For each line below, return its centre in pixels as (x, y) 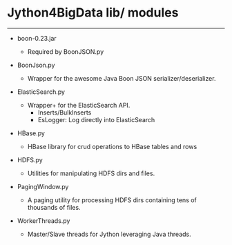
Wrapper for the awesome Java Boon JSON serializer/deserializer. (122, 78)
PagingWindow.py (43, 186)
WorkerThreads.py (43, 220)
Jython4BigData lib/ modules (93, 13)
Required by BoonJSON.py (66, 51)
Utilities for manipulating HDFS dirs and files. (91, 173)
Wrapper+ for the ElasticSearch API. (79, 105)
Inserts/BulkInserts (65, 112)
